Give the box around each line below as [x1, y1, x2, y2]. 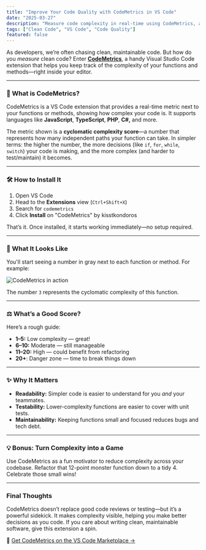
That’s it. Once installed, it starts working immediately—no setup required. [6, 223, 193, 231]
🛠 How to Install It [6, 175, 61, 184]
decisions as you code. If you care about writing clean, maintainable [6, 519, 178, 526]
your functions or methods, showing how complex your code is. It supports [6, 110, 196, 117]
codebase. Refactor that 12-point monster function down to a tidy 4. [6, 464, 178, 471]
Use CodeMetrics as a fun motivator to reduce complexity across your [6, 457, 184, 465]
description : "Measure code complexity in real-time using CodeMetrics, [6, 20, 196, 26]
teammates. [15, 396, 45, 403]
